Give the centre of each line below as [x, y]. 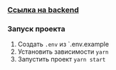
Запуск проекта [36, 28]
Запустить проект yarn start [62, 59]
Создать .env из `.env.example [63, 45]
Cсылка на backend [43, 10]
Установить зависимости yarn [63, 52]
